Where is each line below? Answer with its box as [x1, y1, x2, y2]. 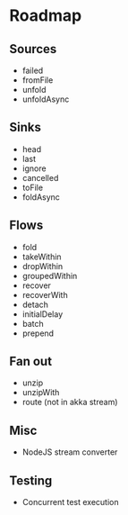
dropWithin [21, 260, 64, 271]
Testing [9, 473, 53, 488]
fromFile [21, 75, 54, 86]
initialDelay [21, 308, 64, 320]
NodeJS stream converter [21, 447, 118, 457]
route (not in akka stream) [21, 397, 118, 408]
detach [21, 299, 49, 310]
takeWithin [21, 251, 62, 262]
